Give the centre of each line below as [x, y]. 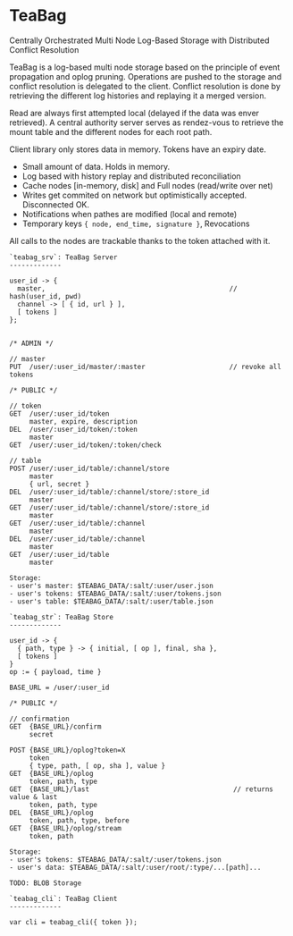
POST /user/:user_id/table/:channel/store [89, 468]
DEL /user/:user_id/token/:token [74, 429]
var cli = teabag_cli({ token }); [74, 922]
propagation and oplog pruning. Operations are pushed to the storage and [146, 76]
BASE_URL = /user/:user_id [59, 687]
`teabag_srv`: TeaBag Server [63, 257]
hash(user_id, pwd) [46, 296]
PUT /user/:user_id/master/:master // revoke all [145, 367]
